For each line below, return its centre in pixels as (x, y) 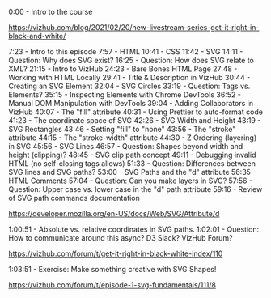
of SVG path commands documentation (74, 198)
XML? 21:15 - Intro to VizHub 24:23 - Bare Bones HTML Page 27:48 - (123, 69)
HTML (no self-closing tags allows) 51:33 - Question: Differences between (132, 164)
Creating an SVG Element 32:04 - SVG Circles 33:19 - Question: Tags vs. (129, 86)
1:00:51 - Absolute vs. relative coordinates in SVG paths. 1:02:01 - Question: (134, 229)
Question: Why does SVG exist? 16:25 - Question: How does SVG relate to (131, 60)
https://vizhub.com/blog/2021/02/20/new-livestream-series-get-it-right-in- (134, 27)
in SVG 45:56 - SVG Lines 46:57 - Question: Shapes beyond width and (126, 146)
